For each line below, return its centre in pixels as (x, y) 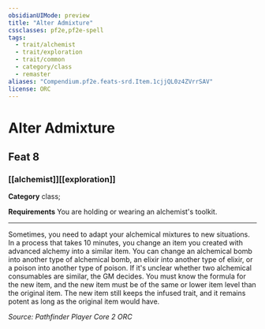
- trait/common (40, 60)
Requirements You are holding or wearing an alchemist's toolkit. (113, 212)
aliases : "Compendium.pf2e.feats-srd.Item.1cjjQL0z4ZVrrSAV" (111, 81)
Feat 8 (24, 157)
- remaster (33, 74)
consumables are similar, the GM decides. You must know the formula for (127, 276)
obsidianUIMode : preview (49, 15)
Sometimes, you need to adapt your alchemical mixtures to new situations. (129, 234)
